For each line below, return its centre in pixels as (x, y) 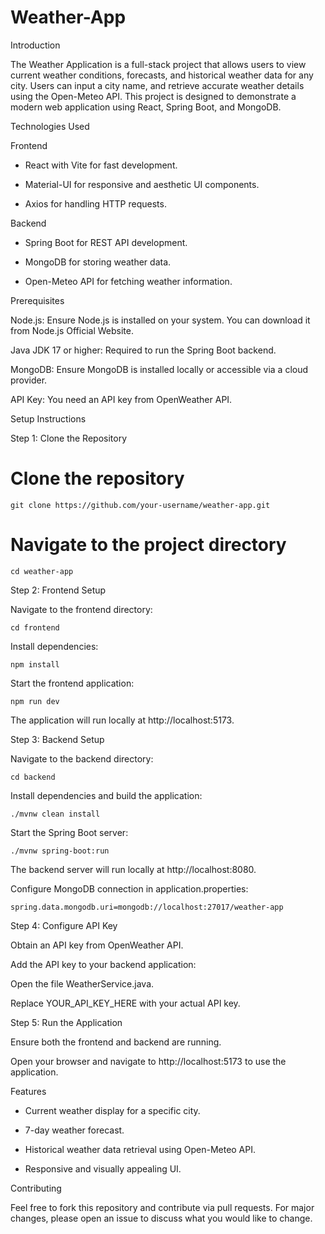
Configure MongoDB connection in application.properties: (129, 888)
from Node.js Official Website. (72, 330)
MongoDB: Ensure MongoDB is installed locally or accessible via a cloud (159, 369)
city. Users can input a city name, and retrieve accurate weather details (157, 85)
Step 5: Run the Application (66, 1022)
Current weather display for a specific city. (112, 1110)
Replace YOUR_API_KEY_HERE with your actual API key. (125, 1003)
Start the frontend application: (72, 683)
